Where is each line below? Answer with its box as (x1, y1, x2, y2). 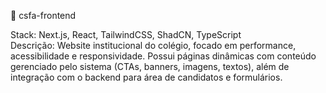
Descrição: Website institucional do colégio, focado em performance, (10, 40, 297, 51)
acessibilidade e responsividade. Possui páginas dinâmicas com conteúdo (10, 50, 317, 62)
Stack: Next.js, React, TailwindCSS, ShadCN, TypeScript (10, 29, 242, 40)
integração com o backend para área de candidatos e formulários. (10, 71, 283, 83)
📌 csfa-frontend (10, 10, 77, 21)
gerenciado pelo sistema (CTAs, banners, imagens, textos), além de (10, 61, 290, 72)
